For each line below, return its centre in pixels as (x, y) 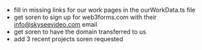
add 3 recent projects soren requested (68, 39)
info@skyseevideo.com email (55, 24)
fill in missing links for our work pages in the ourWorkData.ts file (104, 10)
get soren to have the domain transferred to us (80, 32)
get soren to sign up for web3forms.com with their (85, 17)
